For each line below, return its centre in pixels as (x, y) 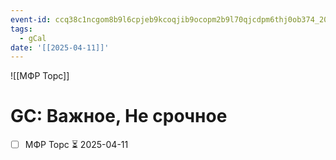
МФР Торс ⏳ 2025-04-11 (76, 145)
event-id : (31, 19)
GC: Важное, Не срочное (119, 116)
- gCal (33, 38)
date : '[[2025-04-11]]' (60, 47)
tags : (21, 29)
